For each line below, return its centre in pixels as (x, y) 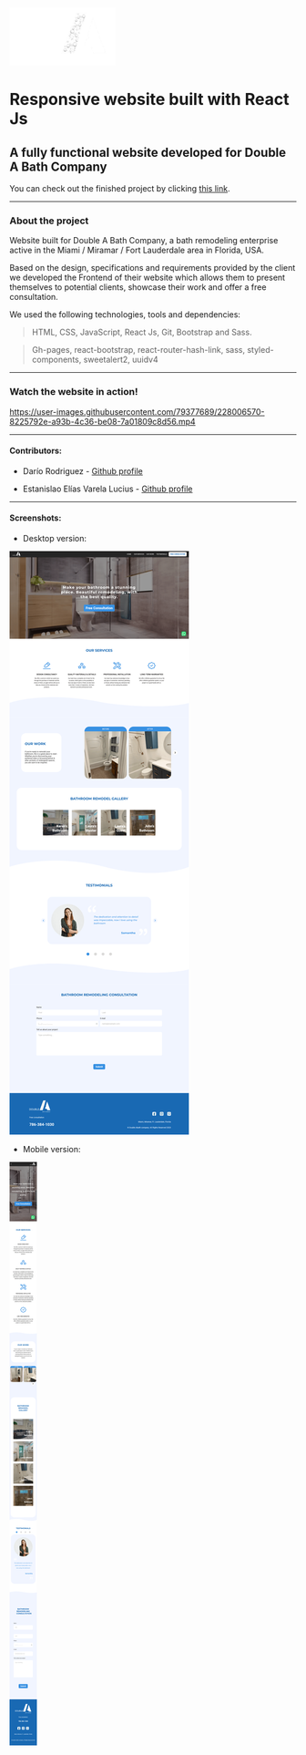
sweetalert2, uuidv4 (121, 360)
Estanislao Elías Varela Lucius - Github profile (107, 489)
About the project (49, 221)
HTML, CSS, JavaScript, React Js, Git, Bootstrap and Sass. (142, 332)
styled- (261, 350)
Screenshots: (36, 518)
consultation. (34, 297)
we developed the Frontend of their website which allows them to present (147, 278)
